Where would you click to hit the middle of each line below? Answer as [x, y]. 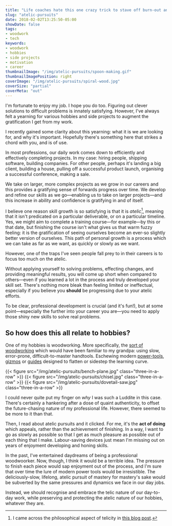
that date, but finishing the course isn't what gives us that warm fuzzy [79, 227]
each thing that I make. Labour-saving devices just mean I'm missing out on [85, 440]
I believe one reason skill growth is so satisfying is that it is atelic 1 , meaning [84, 211]
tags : [11, 29]
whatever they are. [25, 503]
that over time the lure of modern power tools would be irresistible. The [80, 471]
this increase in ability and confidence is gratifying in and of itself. [75, 200]
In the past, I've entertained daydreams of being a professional [71, 455]
